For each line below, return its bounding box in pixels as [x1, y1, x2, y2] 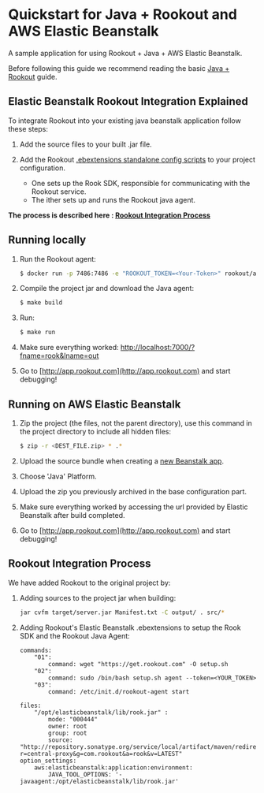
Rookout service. [31, 187, 87, 196]
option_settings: [19, 757, 77, 765]
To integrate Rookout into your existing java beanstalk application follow [8, 116, 242, 125]
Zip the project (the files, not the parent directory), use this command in [19, 419, 252, 427]
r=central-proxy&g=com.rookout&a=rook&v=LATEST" [19, 750, 183, 758]
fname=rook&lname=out [19, 351, 99, 360]
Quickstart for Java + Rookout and [8, 6, 238, 24]
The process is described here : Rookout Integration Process [8, 210, 211, 220]
